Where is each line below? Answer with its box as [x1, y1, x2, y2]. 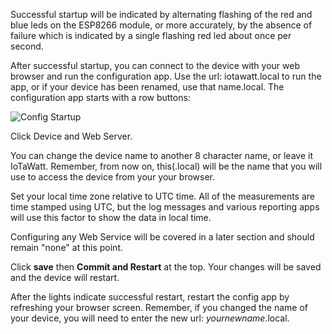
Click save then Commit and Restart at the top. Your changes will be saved [10, 261, 322, 273]
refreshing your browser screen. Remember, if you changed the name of [10, 302, 309, 313]
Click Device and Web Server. [10, 130, 133, 142]
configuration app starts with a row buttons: [10, 92, 191, 103]
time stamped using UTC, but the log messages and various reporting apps [10, 201, 320, 213]
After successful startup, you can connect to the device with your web [10, 60, 300, 71]
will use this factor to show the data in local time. [10, 212, 212, 223]
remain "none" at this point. [10, 242, 123, 253]
